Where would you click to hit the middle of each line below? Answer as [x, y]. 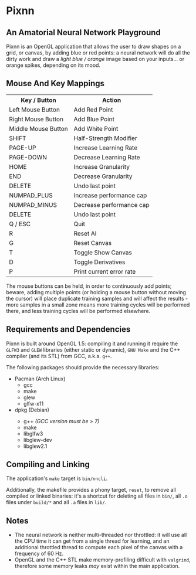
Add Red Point [93, 110]
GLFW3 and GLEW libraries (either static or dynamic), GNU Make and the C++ [93, 349]
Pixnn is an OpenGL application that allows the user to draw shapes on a [94, 46]
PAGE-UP [23, 148]
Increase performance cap [110, 195]
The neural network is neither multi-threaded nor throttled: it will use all [101, 535]
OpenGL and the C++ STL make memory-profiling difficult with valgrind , [102, 560]
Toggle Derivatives [99, 262]
